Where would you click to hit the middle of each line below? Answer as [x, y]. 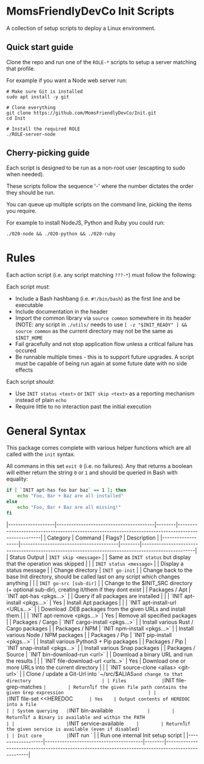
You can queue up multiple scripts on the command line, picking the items [99, 204]
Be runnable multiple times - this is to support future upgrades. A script [104, 357]
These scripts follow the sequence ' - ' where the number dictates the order [100, 186]
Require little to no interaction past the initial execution [83, 406]
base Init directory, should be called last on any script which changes [93, 576]
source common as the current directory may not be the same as [94, 331]
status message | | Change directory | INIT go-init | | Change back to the [100, 570]
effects [24, 370]
